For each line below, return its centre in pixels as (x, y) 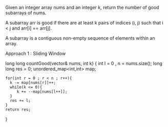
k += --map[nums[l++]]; (42, 92)
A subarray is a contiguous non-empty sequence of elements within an (80, 38)
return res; (18, 110)
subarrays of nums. (26, 13)
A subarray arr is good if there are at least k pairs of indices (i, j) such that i (84, 23)
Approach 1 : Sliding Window (36, 54)
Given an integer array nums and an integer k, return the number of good (82, 7)
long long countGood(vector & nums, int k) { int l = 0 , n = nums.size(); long (84, 63)
